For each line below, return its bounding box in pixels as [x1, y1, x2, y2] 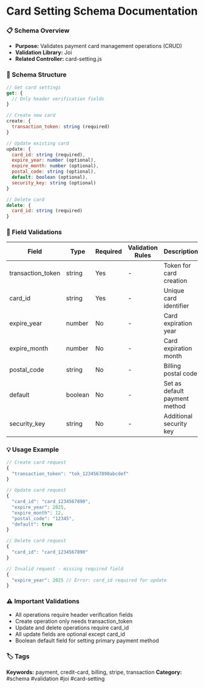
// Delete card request [6, 538, 67, 544]
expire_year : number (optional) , [12, 157, 97, 164]
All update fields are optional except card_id [15, 630, 126, 638]
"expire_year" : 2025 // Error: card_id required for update [12, 577, 167, 583]
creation [163, 277, 188, 285]
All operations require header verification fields [15, 611, 134, 618]
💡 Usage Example [6, 445, 59, 454]
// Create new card [6, 113, 56, 119]
